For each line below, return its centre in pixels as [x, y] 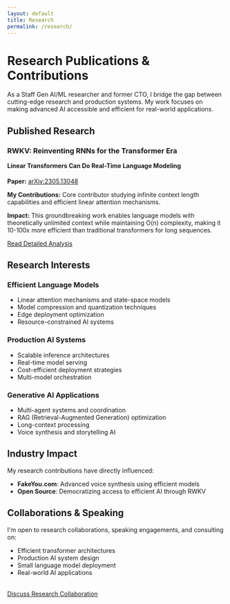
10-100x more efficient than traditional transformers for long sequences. [110, 230]
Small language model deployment [66, 565]
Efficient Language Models [53, 284]
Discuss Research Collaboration [52, 594]
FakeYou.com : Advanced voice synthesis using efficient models [108, 484]
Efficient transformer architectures [66, 550]
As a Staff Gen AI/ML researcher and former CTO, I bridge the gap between [115, 95]
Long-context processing [53, 424]
